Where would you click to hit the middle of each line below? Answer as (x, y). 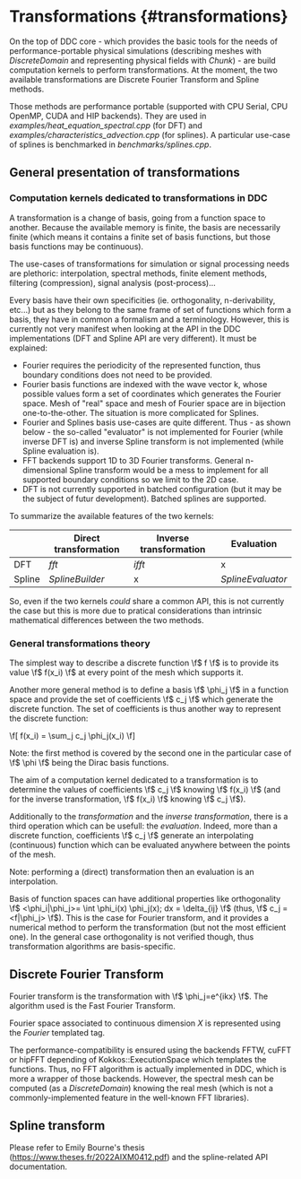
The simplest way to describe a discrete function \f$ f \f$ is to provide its (144, 663)
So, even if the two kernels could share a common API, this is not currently (147, 601)
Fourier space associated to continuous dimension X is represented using (145, 1023)
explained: (28, 348)
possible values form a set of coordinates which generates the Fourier (152, 394)
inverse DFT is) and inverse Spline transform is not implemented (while (153, 441)
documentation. (39, 1166)
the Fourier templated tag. (57, 1032)
